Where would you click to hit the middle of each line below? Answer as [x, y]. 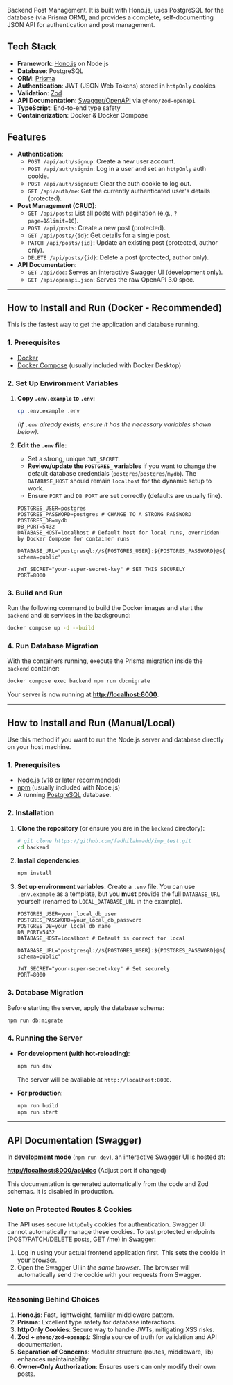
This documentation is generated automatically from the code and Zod [108, 1184]
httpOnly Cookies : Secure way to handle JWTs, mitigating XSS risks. [116, 1329]
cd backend [33, 847]
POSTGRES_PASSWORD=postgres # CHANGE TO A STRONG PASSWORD [104, 514]
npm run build [37, 1105]
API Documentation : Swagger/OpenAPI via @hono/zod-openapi [106, 100]
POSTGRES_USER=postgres [52, 508]
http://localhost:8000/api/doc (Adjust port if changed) [87, 1171]
